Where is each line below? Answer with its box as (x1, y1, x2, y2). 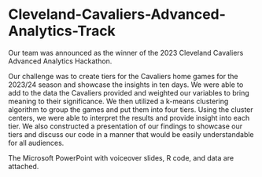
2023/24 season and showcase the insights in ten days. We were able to (8, 80, 244, 89)
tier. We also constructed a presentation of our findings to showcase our (8, 121, 243, 131)
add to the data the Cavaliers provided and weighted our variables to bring (8, 88, 249, 97)
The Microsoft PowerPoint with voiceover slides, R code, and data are (8, 153, 234, 162)
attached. (8, 161, 39, 171)
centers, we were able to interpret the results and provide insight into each (8, 113, 250, 122)
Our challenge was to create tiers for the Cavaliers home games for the (8, 71, 238, 81)
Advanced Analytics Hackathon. (8, 56, 113, 66)
